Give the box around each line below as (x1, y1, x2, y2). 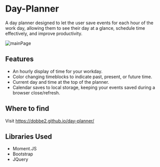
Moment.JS (12, 146, 37, 152)
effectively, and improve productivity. (5, 30, 83, 36)
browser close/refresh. (12, 89, 61, 96)
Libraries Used (5, 132, 52, 141)
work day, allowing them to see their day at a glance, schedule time (5, 25, 145, 31)
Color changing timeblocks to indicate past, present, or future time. (12, 74, 152, 80)
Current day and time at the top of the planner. (12, 79, 110, 85)
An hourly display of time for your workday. (12, 68, 102, 74)
